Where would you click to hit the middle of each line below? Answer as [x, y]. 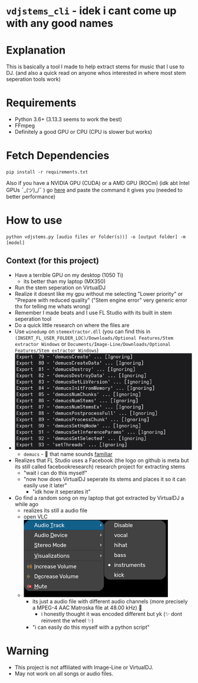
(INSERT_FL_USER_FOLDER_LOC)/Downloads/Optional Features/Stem [94, 338]
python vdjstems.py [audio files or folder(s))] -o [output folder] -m [96, 237]
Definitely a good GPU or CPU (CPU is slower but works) [83, 132]
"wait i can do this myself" [55, 473]
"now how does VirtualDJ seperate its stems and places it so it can [105, 479]
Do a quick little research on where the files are [72, 325]
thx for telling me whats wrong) [52, 306]
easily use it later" [45, 486]
